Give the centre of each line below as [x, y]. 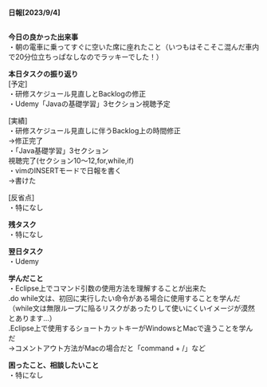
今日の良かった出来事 [43, 37]
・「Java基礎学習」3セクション [59, 151]
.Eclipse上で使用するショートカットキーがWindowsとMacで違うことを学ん [131, 328]
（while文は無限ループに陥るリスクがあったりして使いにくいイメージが [125, 308]
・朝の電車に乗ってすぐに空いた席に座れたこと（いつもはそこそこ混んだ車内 [134, 47]
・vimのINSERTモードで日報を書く [65, 171]
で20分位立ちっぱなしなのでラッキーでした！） [86, 57]
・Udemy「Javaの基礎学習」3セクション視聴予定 [90, 104]
